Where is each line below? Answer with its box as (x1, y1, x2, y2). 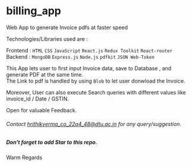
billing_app (6, 4, 62, 18)
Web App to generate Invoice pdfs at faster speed (6, 24, 129, 31)
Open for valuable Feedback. (6, 106, 77, 114)
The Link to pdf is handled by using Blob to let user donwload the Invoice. (6, 77, 185, 84)
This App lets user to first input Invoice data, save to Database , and (6, 64, 172, 72)
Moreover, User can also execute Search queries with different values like (6, 89, 186, 96)
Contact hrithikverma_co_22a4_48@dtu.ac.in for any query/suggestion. (6, 120, 182, 127)
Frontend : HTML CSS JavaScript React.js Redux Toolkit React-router (6, 46, 173, 54)
